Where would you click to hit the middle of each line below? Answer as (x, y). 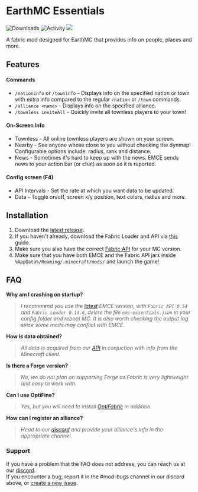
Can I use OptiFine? (30, 395)
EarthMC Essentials (56, 11)
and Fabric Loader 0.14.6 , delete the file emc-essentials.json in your (106, 312)
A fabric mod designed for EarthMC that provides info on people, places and (99, 39)
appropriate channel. (46, 436)
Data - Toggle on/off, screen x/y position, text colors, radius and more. (100, 196)
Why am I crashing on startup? (45, 294)
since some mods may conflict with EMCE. (73, 325)
